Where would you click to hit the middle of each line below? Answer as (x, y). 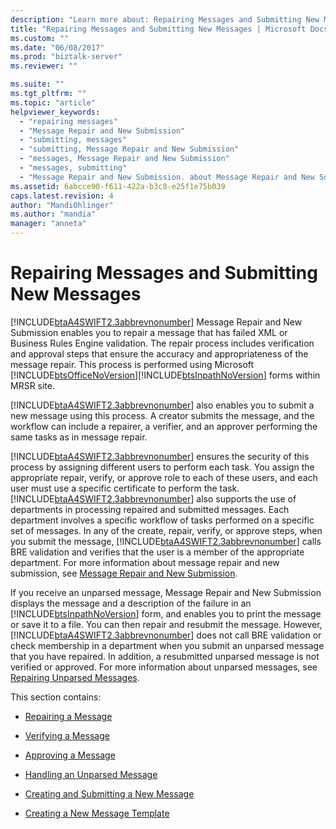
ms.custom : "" (40, 38)
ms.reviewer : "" (44, 66)
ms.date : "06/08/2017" (57, 47)
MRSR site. (33, 385)
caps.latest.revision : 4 (62, 196)
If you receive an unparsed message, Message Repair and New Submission (166, 592)
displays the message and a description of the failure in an (131, 603)
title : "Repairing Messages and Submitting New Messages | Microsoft (158, 29)
